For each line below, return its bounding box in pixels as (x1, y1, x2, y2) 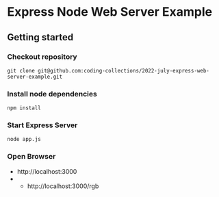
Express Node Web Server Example (7, 4, 213, 20)
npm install (7, 105, 41, 111)
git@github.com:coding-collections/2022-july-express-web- (37, 67, 210, 74)
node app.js (7, 136, 41, 143)
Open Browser (7, 152, 56, 161)
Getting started (7, 31, 74, 43)
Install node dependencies (7, 89, 97, 98)
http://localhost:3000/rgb (27, 182, 99, 190)
